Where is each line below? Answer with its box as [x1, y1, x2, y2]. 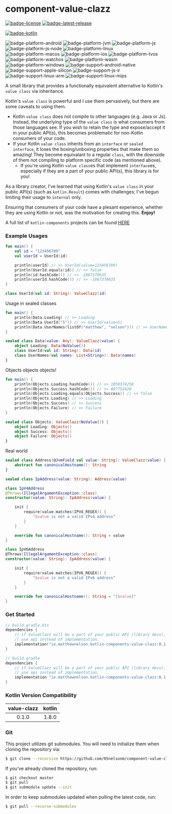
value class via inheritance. [5, 88, 64, 94]
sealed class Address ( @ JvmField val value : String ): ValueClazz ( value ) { [5, 458, 166, 463]
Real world [5, 448, 28, 454]
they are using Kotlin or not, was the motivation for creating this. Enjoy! [5, 209, 155, 215]
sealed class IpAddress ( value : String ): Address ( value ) [5, 477, 127, 482]
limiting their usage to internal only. [5, 194, 82, 200]
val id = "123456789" [14, 249, 60, 254]
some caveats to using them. [5, 103, 67, 109]
